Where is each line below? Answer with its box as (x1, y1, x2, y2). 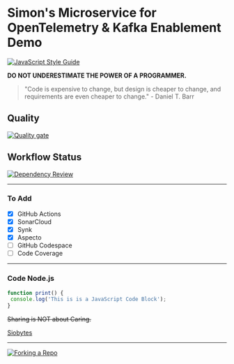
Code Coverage (17, 249, 63, 258)
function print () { (7, 289, 64, 296)
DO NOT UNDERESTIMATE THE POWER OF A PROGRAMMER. (7, 71, 187, 80)
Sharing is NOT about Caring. (7, 315, 92, 323)
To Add (7, 194, 33, 203)
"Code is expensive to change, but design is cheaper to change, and (24, 85, 221, 93)
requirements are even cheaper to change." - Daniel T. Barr (24, 92, 195, 101)
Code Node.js (7, 274, 54, 284)
